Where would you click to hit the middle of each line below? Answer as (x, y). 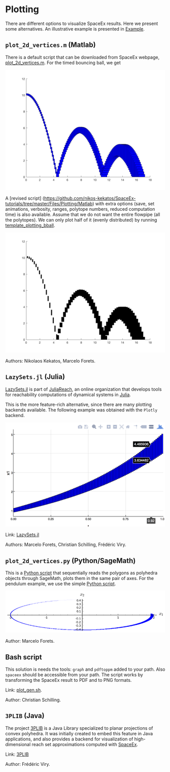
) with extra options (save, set (123, 203)
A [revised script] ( (25, 198)
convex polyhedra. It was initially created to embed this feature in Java (79, 733)
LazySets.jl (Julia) (35, 377)
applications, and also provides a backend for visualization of (69, 739)
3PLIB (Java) (25, 716)
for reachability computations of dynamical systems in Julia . (68, 394)
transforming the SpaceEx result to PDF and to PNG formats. (69, 680)
